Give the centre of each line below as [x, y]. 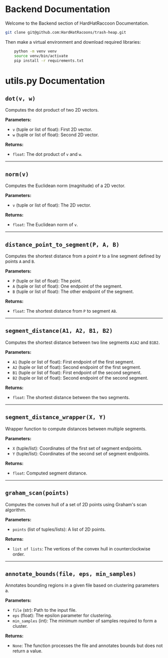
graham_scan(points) [37, 493]
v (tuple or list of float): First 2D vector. [52, 130]
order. [18, 554]
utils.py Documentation [55, 81]
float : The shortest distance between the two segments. [71, 397]
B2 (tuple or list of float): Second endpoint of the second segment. [80, 378]
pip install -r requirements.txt [49, 61]
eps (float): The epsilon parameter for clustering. [62, 616]
